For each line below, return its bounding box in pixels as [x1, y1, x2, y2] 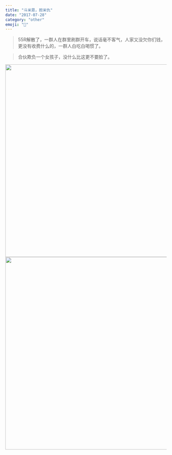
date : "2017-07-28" [5, 12, 47, 17]
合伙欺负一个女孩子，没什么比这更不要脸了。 [17, 54, 113, 60]
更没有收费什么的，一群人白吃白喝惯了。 [17, 43, 103, 49]
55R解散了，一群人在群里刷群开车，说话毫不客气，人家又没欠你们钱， [17, 36, 165, 43]
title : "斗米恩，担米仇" [5, 7, 53, 13]
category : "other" [5, 17, 45, 22]
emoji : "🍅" [5, 22, 29, 27]
